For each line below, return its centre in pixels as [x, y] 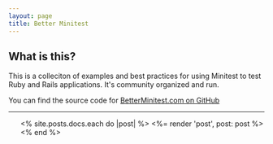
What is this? [42, 57]
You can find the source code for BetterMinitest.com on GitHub [114, 100]
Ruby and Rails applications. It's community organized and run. [114, 85]
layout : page [30, 16]
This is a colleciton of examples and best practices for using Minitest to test [135, 76]
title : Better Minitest [49, 24]
